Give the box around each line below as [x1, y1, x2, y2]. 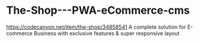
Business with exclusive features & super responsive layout [33, 29, 180, 36]
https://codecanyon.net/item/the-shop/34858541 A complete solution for [6, 23, 186, 30]
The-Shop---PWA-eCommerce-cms [6, 4, 190, 17]
